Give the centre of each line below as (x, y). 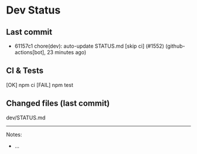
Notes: (14, 134)
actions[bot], (30, 52)
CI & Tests (25, 71)
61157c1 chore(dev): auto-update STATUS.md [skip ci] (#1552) (89, 46)
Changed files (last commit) (58, 103)
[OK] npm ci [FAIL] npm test (40, 85)
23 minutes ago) (67, 52)
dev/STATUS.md (26, 118)
